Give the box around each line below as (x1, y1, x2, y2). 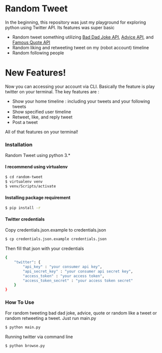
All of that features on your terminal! (5, 129, 78, 135)
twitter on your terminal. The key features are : (5, 88, 99, 94)
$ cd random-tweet (5, 175, 43, 180)
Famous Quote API (12, 39, 51, 45)
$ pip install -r (5, 205, 41, 210)
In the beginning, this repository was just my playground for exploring (5, 19, 146, 25)
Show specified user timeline (12, 109, 71, 115)
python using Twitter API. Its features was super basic (5, 24, 115, 30)
